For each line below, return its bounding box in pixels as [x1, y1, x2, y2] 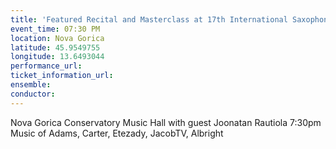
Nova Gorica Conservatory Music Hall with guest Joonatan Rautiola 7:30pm [10, 116, 322, 128]
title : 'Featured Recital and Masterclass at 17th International [10, 14, 288, 25]
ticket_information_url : [10, 71, 114, 81]
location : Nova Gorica [10, 33, 105, 43]
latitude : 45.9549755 [10, 42, 101, 53]
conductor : [10, 89, 56, 99]
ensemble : [10, 80, 52, 90]
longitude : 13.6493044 [10, 52, 105, 62]
